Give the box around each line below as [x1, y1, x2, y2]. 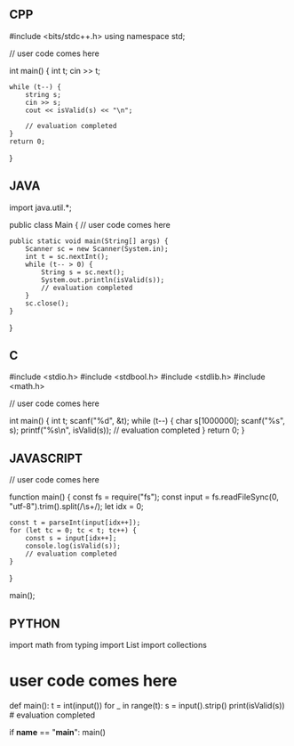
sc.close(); [25, 298, 69, 308]
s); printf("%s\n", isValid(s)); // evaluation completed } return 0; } [9, 425, 245, 435]
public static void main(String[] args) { [9, 236, 169, 246]
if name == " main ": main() [9, 727, 107, 737]
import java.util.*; [9, 202, 73, 213]
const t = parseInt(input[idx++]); [9, 518, 141, 528]
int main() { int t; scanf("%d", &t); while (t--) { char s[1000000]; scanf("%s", [9, 416, 286, 426]
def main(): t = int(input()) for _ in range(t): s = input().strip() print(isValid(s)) [9, 701, 286, 710]
